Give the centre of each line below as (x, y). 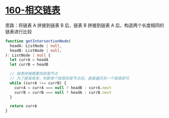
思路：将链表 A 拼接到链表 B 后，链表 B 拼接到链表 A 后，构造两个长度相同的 (85, 25)
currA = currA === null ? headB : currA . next (63, 88)
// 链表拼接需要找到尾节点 (34, 74)
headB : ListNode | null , (36, 50)
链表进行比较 (18, 31)
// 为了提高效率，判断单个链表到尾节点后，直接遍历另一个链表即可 (70, 79)
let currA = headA (29, 60)
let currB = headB (29, 65)
